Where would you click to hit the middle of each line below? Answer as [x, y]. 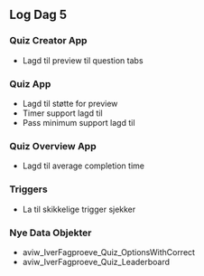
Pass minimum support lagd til [79, 122]
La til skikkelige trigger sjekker [79, 209]
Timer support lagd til [62, 113]
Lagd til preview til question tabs [83, 60]
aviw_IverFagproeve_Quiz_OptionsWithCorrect [109, 252]
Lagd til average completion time [83, 166]
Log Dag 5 [38, 15]
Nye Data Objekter [51, 233]
